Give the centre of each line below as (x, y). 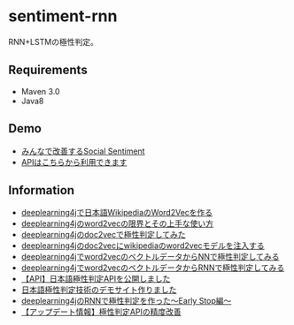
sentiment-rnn (63, 16)
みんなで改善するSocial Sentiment (83, 151)
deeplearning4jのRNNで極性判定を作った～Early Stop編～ (126, 301)
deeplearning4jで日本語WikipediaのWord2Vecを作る (117, 213)
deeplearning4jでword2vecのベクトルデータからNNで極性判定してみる (150, 257)
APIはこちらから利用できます (74, 162)
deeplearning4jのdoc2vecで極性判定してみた (104, 235)
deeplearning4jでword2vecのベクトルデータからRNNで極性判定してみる (153, 268)
